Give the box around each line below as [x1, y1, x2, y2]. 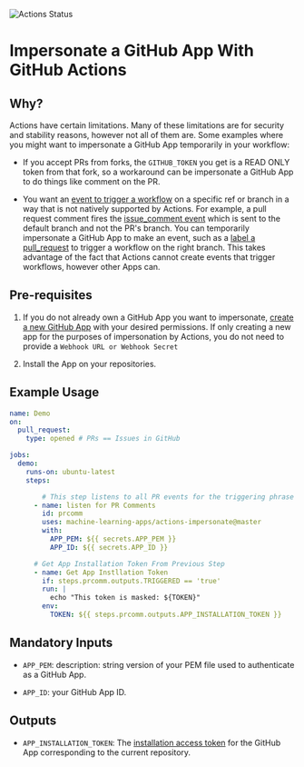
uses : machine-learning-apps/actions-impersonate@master [42, 518, 261, 527]
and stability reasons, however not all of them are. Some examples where [9, 130, 284, 140]
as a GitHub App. [22, 669, 87, 680]
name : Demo [9, 409, 51, 418]
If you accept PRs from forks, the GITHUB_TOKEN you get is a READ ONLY [22, 157, 290, 167]
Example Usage [9, 384, 100, 400]
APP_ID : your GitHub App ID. [22, 686, 127, 697]
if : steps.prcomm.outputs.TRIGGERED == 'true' [42, 576, 221, 585]
